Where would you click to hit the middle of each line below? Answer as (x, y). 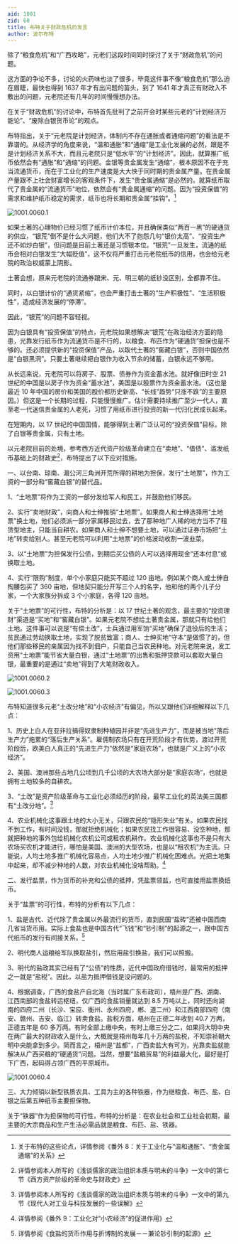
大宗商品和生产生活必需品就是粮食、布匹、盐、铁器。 (103, 1125)
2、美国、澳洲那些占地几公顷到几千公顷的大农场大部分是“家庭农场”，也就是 (118, 772)
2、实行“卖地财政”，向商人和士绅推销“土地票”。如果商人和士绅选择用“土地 (115, 512)
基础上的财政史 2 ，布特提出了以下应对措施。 (77, 457)
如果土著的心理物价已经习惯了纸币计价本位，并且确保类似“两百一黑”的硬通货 (119, 227)
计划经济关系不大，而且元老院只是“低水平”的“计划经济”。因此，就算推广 (118, 154)
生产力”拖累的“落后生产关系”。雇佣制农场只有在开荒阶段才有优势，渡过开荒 (117, 739)
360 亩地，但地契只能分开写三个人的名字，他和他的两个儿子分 (131, 586)
